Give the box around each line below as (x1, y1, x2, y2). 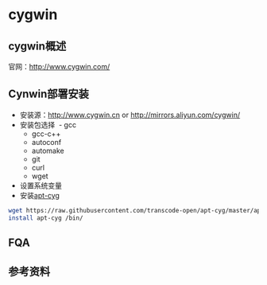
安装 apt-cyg (19, 190, 60, 200)
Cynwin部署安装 (8, 88, 89, 101)
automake (31, 146, 65, 155)
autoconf (31, 137, 62, 146)
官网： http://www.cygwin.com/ (8, 62, 110, 71)
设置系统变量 (19, 181, 62, 190)
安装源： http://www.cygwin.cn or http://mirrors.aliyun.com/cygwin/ (19, 110, 241, 119)
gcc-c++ (31, 129, 61, 139)
